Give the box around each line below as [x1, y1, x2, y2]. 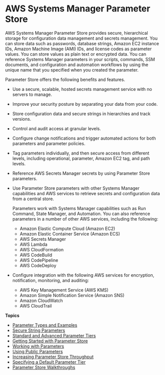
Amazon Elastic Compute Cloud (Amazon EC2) [19, 225, 115, 231]
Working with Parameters [12, 343, 64, 349]
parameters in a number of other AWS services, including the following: [12, 216, 159, 222]
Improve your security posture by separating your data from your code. [12, 101, 158, 107]
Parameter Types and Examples [12, 322, 78, 328]
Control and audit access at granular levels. [12, 125, 101, 132]
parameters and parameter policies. [12, 140, 86, 147]
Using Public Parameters [12, 348, 63, 354]
